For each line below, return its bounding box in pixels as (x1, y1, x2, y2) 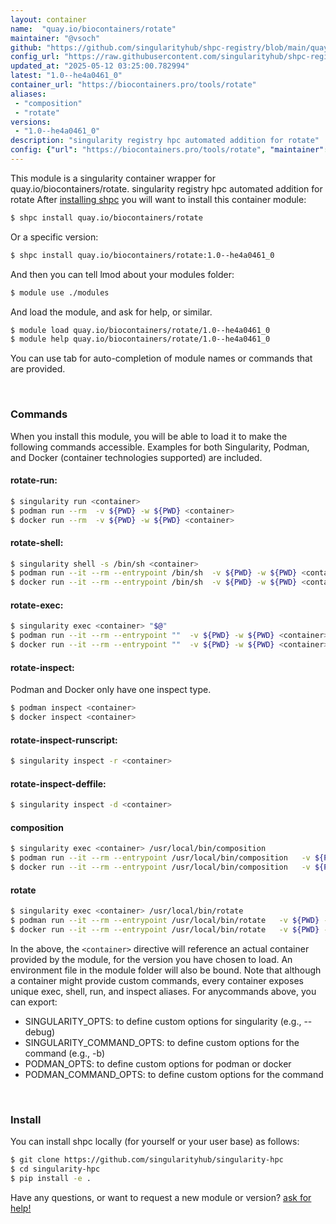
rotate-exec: (10, 599, 64, 611)
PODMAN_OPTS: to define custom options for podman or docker (24, 1057, 292, 1070)
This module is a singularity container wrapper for (10, 172, 216, 184)
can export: (10, 996, 58, 1008)
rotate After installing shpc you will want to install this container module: (10, 193, 307, 205)
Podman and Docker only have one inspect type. (10, 684, 212, 696)
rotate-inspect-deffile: (10, 777, 107, 790)
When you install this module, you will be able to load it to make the (10, 430, 288, 442)
